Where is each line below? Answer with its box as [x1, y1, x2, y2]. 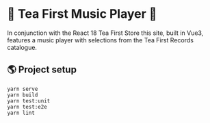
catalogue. [7, 43, 38, 51]
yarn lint [7, 109, 36, 116]
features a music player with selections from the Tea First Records [7, 36, 194, 44]
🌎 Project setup [7, 64, 77, 76]
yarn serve [7, 85, 38, 92]
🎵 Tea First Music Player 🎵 [7, 6, 157, 22]
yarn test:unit [7, 97, 51, 105]
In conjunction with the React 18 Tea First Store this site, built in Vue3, [7, 29, 204, 37]
